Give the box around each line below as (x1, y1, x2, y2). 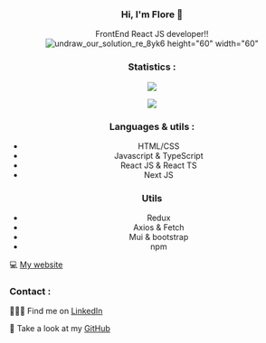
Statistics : (128, 60, 176, 73)
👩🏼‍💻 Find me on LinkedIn (9, 306, 103, 317)
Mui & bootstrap (128, 232, 189, 243)
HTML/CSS (138, 140, 180, 152)
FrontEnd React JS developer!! (95, 29, 209, 40)
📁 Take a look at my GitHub (9, 323, 110, 334)
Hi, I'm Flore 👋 (120, 8, 184, 21)
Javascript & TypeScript (114, 150, 204, 161)
